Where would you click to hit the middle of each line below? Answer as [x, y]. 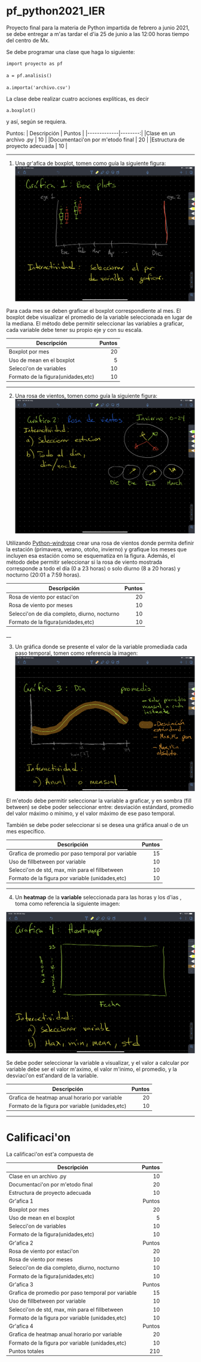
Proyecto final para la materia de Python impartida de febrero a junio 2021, [98, 28]
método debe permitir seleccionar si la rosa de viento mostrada [84, 562]
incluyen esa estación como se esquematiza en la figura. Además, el [91, 556]
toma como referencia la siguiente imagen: [68, 904]
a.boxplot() [21, 110]
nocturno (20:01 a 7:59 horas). [44, 575]
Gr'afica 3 [21, 1284]
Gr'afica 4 [21, 1326]
